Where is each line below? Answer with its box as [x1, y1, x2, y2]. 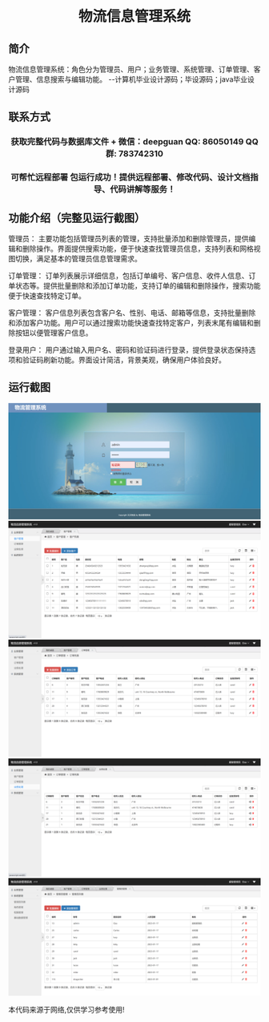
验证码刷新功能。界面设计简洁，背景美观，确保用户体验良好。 [22, 355, 226, 365]
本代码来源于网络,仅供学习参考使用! [8, 1005, 126, 1015]
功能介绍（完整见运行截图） [8, 211, 146, 224]
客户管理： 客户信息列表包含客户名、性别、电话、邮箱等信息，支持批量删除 [8, 308, 256, 317]
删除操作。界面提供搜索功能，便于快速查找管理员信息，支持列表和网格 [22, 244, 254, 253]
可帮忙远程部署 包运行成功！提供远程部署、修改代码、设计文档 [10, 172, 251, 183]
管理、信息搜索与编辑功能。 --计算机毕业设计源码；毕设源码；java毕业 [14, 75, 248, 84]
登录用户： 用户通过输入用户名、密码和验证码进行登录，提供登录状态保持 [8, 345, 249, 355]
